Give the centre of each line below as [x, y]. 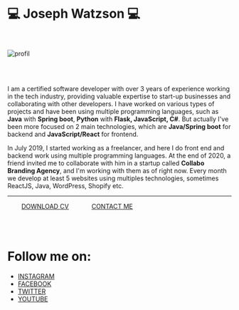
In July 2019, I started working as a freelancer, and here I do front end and [116, 148]
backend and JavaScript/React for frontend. [73, 134]
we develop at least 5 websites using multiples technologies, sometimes [113, 178]
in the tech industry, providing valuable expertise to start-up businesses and [119, 96]
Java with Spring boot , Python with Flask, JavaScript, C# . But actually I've [118, 119]
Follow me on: [49, 257]
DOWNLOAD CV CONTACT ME [77, 206]
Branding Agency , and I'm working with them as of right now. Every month [117, 170]
